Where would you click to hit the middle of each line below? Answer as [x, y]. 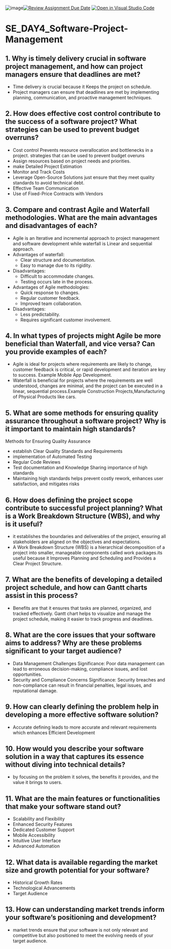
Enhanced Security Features [42, 824]
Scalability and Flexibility [39, 819]
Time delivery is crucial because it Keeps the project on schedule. [82, 87]
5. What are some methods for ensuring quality [82, 413]
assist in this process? [42, 596]
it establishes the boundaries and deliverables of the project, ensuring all [89, 537]
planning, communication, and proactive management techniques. [82, 98]
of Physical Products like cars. [44, 397]
